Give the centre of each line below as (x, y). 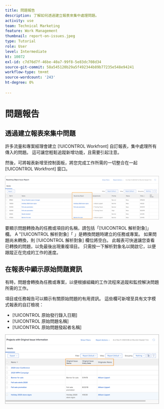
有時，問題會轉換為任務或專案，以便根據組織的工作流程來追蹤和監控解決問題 (82, 282)
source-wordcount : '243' (30, 77)
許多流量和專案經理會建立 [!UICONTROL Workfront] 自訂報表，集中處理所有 (81, 146)
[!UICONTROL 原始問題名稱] (41, 321)
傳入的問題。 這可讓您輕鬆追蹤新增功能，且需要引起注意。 (63, 152)
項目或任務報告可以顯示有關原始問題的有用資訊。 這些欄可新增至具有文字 (78, 299)
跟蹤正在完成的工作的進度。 (33, 252)
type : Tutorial (20, 42)
